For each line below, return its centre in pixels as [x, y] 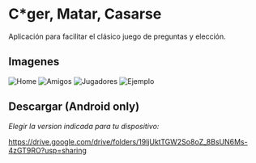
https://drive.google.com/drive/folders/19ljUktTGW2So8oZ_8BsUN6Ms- [128, 141]
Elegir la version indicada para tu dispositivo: [84, 126]
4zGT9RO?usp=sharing [48, 150]
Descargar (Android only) [74, 107]
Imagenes [34, 62]
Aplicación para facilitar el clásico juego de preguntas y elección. [117, 36]
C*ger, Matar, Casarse [85, 14]
